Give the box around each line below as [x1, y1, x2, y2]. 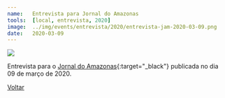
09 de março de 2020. [7, 69, 72, 78]
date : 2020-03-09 [7, 29, 64, 37]
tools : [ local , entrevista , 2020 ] [7, 17, 111, 24]
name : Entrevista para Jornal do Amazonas [7, 10, 139, 17]
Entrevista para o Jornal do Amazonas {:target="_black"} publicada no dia [7, 62, 219, 71]
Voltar [7, 83, 24, 92]
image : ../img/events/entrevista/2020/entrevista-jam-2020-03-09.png [7, 23, 217, 30]
